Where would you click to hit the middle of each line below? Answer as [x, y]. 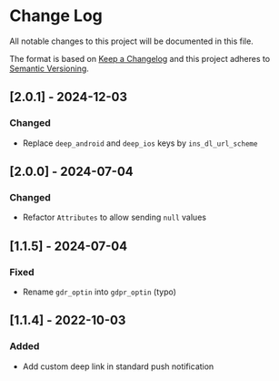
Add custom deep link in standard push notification [118, 366]
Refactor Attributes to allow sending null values [115, 217]
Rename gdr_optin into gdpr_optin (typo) [100, 292]
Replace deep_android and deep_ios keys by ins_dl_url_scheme [140, 143]
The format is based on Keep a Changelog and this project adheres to [140, 58]
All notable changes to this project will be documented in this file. [132, 41]
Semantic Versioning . [49, 68]
